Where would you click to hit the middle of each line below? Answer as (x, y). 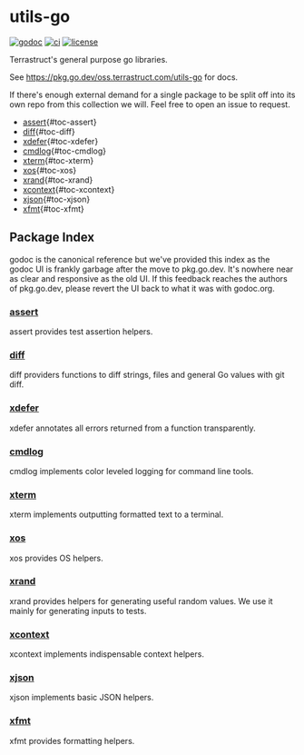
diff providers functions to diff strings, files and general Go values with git (147, 375)
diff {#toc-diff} (49, 131)
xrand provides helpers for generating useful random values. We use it (142, 601)
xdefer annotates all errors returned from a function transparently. (132, 428)
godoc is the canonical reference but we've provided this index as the (140, 259)
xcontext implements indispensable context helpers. (107, 654)
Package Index (52, 238)
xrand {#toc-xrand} (58, 180)
